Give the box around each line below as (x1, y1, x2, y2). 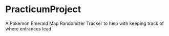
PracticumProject (5, 4, 81, 15)
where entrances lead (5, 25, 52, 31)
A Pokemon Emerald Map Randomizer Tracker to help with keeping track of (5, 20, 164, 26)
